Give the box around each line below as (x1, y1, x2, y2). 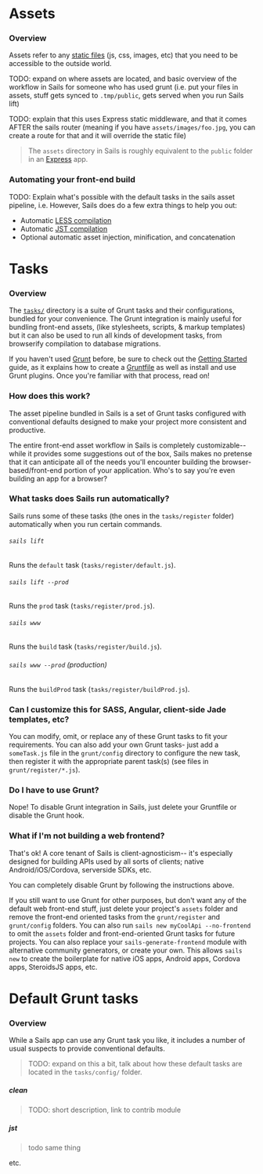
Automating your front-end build (9, 174, 135, 185)
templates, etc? (9, 714, 70, 725)
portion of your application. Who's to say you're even (63, 465, 236, 475)
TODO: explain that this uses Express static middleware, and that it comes (9, 115, 247, 124)
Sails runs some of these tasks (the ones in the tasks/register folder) (9, 511, 234, 521)
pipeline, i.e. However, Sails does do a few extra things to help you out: (9, 200, 237, 210)
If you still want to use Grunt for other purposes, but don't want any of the (9, 895, 247, 905)
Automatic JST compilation (20, 224, 108, 233)
